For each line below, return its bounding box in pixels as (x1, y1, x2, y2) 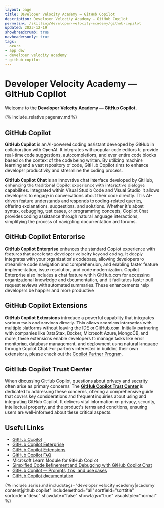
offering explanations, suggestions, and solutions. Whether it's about (5, 203, 144, 208)
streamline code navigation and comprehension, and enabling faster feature (5, 261, 158, 267)
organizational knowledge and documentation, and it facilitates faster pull (5, 277, 153, 283)
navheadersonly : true (5, 35, 49, 40)
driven (5, 198, 18, 204)
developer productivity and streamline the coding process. (5, 167, 123, 173)
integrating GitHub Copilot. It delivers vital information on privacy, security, (5, 399, 156, 405)
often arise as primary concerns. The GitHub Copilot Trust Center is (5, 383, 143, 389)
